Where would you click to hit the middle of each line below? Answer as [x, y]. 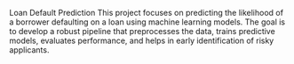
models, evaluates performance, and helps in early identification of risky [142, 40]
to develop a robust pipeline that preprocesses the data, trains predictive [142, 31]
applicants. [29, 50]
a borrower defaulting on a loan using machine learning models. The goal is [147, 22]
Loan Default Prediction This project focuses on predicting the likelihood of [147, 13]
